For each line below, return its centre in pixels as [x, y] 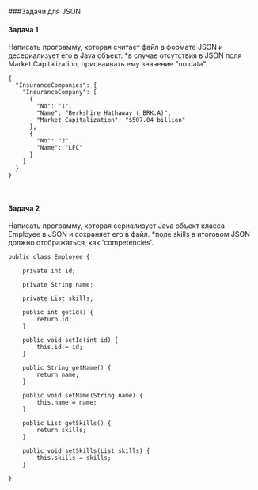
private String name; [58, 285]
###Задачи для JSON [45, 11]
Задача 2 [24, 208]
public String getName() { [67, 368]
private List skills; [58, 299]
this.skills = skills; [74, 458]
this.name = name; [67, 403]
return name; [58, 375]
